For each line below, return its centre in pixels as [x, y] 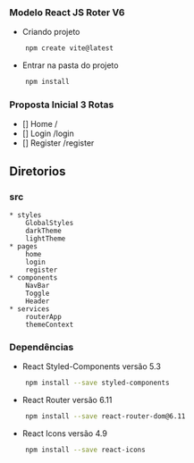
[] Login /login [48, 134]
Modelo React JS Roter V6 [67, 13]
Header [38, 301]
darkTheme [44, 231]
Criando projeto [51, 32]
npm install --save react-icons [85, 450]
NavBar [38, 286]
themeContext [50, 325]
